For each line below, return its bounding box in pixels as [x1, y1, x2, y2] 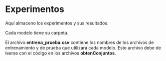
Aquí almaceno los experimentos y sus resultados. [5, 20, 109, 26]
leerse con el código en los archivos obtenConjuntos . [5, 50, 116, 56]
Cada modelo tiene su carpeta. [5, 29, 69, 35]
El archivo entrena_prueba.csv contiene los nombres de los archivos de [5, 39, 154, 45]
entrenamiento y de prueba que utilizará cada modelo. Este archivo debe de [5, 44, 161, 50]
